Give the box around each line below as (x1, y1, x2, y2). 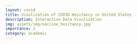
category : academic (5, 31, 47, 36)
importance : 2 (5, 26, 36, 31)
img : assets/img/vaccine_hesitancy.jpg (5, 21, 91, 27)
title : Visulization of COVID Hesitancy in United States (5, 12, 132, 17)
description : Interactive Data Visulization (5, 17, 102, 22)
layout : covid (5, 7, 36, 13)
